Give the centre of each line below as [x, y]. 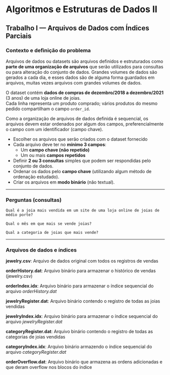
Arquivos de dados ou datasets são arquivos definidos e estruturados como [84, 61]
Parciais [19, 36]
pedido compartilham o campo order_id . [48, 109]
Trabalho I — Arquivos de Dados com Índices [77, 28]
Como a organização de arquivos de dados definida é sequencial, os [77, 118]
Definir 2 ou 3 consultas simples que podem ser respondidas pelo [82, 160]
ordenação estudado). [36, 177]
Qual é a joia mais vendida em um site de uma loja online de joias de [82, 211]
